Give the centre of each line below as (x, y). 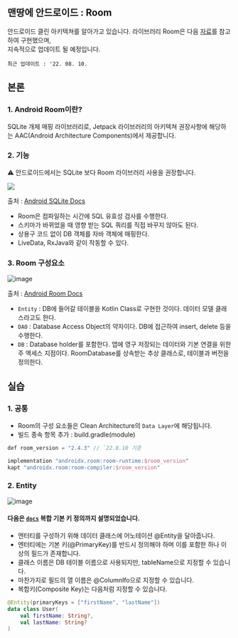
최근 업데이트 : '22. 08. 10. (48, 64)
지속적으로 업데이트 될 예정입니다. (54, 49)
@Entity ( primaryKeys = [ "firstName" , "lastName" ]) (84, 602)
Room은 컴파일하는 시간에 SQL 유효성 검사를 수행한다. (93, 216)
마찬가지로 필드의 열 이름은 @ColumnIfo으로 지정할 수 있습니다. (106, 580)
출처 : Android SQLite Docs (46, 201)
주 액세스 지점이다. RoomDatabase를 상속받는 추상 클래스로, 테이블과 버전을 (123, 353)
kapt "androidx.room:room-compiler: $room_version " (84, 467)
